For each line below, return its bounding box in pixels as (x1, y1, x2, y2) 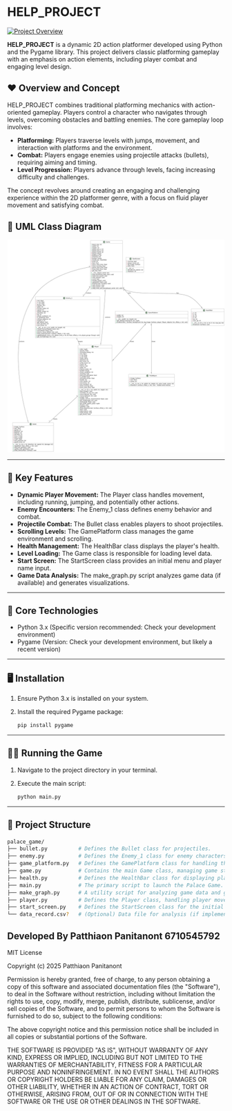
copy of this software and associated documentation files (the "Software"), (7, 983, 221, 991)
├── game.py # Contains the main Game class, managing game (7, 867, 217, 874)
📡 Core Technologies (7, 605, 99, 617)
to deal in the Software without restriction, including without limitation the (7, 990, 215, 998)
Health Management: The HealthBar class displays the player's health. (17, 541, 220, 550)
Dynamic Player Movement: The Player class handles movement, (17, 490, 205, 499)
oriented (7, 108, 31, 116)
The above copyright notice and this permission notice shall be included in (7, 1025, 219, 1033)
